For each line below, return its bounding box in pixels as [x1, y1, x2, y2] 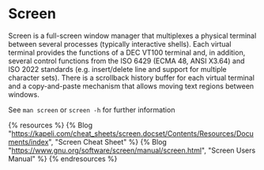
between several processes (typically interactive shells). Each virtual [8, 39, 232, 48]
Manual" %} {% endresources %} [8, 153, 118, 163]
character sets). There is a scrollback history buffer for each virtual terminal [8, 73, 255, 82]
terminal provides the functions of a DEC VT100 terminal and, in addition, [8, 47, 246, 57]
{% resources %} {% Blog [8, 120, 93, 130]
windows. [8, 89, 40, 99]
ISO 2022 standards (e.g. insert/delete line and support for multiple [8, 64, 227, 74]
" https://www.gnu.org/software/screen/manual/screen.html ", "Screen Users [8, 145, 256, 155]
